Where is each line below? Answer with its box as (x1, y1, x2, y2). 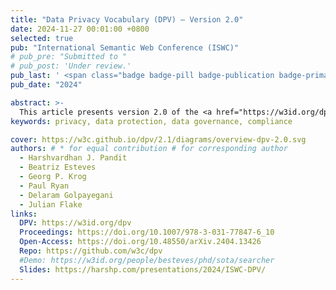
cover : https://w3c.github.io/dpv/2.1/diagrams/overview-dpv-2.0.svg (10, 134, 307, 145)
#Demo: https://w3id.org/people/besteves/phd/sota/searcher (19, 255, 275, 265)
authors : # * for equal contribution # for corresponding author (10, 144, 288, 154)
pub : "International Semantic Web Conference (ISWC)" (10, 42, 240, 53)
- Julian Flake (19, 199, 83, 210)
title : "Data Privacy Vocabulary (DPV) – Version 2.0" (10, 14, 244, 25)
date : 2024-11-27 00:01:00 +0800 (10, 24, 150, 34)
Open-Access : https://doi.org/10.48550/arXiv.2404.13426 (19, 237, 262, 247)
